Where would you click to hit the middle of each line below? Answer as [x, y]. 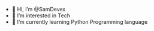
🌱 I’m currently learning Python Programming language [80, 22]
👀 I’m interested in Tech [41, 15]
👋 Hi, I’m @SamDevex [39, 9]
